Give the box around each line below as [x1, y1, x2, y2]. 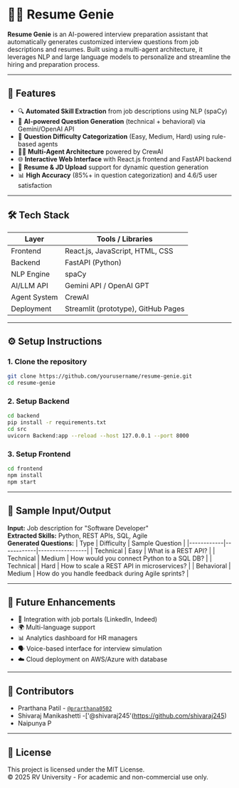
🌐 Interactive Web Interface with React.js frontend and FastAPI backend [17, 154, 232, 163]
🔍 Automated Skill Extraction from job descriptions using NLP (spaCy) [17, 107, 228, 115]
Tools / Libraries [96, 234, 153, 244]
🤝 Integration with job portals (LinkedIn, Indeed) [17, 615, 158, 624]
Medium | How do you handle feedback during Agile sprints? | [7, 569, 189, 577]
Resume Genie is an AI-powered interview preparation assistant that [7, 30, 208, 38]
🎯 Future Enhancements [7, 596, 116, 608]
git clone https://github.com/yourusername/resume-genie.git [7, 373, 193, 380]
